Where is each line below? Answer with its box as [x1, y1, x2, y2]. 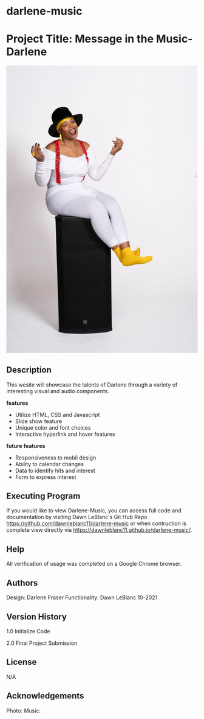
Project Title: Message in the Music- [6, 32, 193, 46]
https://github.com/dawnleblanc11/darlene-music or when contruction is [6, 520, 187, 527]
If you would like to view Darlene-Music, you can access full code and [6, 507, 182, 514]
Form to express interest [15, 473, 76, 481]
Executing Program [6, 491, 81, 501]
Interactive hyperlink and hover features [15, 430, 115, 438]
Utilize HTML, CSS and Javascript [15, 411, 100, 418]
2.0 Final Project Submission [6, 639, 78, 647]
